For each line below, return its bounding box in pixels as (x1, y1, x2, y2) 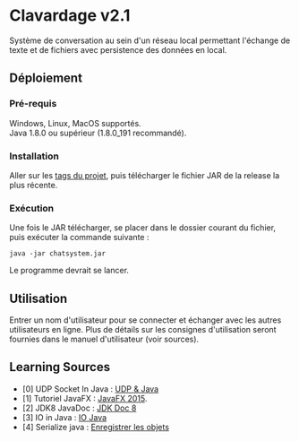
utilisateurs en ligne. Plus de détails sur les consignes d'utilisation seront (9, 324, 277, 335)
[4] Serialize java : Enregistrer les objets (21, 421, 170, 432)
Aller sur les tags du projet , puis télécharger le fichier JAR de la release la (9, 169, 280, 180)
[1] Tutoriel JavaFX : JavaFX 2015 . (21, 393, 148, 403)
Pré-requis (9, 98, 57, 110)
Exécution (9, 202, 55, 214)
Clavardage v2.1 (9, 5, 131, 26)
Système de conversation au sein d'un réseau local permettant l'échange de (9, 35, 291, 46)
